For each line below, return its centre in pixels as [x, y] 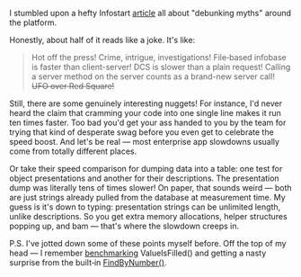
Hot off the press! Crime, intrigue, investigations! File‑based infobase [159, 57]
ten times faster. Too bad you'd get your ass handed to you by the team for [148, 122]
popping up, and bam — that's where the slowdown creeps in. [124, 226]
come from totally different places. [73, 151]
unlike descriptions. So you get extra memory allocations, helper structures [148, 216]
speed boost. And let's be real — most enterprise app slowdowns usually [145, 142]
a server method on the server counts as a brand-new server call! [153, 76]
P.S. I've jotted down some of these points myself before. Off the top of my [148, 243]
